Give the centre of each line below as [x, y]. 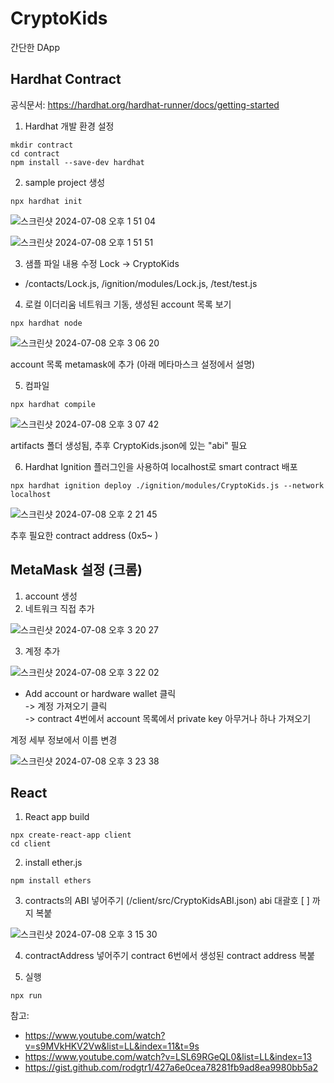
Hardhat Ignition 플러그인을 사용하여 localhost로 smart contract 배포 [161, 466]
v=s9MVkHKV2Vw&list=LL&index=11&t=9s [112, 1046]
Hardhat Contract [66, 79]
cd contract [35, 153]
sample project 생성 [65, 182]
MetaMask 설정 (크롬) [76, 570]
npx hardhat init [46, 201]
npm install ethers [51, 881]
